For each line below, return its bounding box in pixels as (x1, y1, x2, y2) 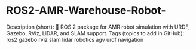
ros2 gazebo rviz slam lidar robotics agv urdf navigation (6, 36, 144, 43)
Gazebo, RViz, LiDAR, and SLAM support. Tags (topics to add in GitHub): (6, 29, 185, 36)
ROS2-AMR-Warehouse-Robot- (6, 4, 166, 17)
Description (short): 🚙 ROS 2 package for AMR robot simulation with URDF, (6, 23, 190, 30)
